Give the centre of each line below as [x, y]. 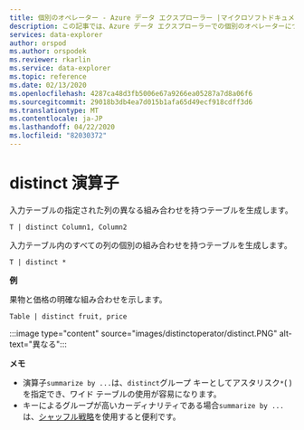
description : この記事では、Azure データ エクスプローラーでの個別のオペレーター [147, 26]
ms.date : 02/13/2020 [48, 85]
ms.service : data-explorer [60, 69]
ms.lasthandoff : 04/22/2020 [62, 128]
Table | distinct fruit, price [68, 316]
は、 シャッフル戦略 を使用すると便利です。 [101, 416]
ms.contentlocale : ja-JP [56, 119]
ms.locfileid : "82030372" [58, 136]
